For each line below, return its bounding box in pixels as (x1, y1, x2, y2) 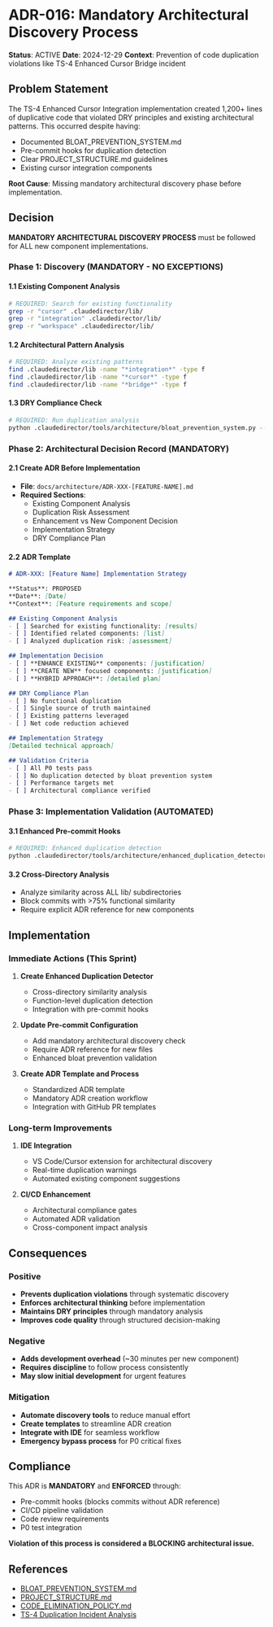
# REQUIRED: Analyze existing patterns (8, 358, 144, 366)
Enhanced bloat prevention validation (32, 1052, 157, 1063)
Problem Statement (8, 82, 109, 96)
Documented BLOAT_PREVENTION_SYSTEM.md (19, 137, 182, 147)
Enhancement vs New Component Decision (32, 515, 179, 526)
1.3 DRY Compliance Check (8, 398, 102, 408)
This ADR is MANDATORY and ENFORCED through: (8, 1481, 181, 1491)
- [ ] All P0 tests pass (8, 763, 93, 772)
